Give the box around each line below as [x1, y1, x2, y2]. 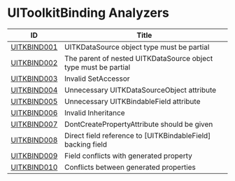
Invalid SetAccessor [64, 74, 131, 83]
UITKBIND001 [10, 42, 58, 52]
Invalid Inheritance [64, 107, 125, 117]
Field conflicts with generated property [64, 151, 192, 161]
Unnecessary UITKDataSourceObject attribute [64, 85, 217, 95]
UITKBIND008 [10, 135, 58, 145]
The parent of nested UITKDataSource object [64, 53, 213, 63]
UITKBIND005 [10, 96, 58, 106]
